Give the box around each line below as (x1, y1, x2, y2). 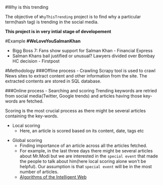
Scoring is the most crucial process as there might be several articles (5, 108, 146, 113)
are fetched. (19, 98, 43, 104)
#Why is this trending (5, 4, 48, 10)
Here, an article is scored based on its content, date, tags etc (19, 128, 144, 134)
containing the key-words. (5, 113, 58, 119)
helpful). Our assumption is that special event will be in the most (19, 164, 152, 169)
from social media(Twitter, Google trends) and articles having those (5, 93, 142, 99)
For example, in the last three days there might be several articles (19, 148, 153, 153)
